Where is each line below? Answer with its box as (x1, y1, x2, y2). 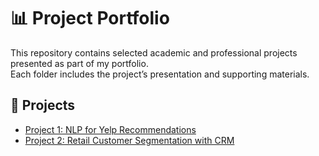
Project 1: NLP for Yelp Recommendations (24, 123, 197, 135)
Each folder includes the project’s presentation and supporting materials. (10, 68, 310, 80)
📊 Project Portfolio (10, 7, 170, 30)
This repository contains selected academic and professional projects (10, 46, 298, 59)
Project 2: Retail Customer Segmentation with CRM (24, 134, 235, 146)
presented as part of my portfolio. (10, 57, 149, 69)
